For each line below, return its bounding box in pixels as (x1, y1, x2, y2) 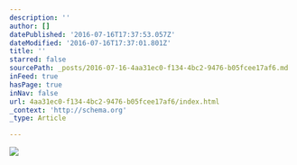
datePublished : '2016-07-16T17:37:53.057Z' (9, 30, 176, 39)
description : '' (9, 13, 70, 23)
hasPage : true (9, 80, 63, 89)
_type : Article (9, 114, 67, 123)
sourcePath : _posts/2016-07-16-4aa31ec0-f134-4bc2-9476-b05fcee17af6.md (9, 64, 289, 73)
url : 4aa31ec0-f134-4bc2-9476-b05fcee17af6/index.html (9, 96, 220, 106)
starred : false (9, 55, 67, 64)
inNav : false (9, 88, 59, 97)
